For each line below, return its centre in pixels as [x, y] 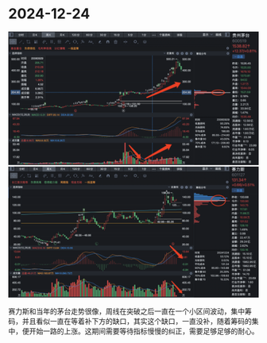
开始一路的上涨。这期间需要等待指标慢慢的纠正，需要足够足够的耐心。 [144, 331]
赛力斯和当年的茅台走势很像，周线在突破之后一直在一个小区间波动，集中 [126, 311]
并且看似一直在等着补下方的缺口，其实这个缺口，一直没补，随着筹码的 [137, 322]
